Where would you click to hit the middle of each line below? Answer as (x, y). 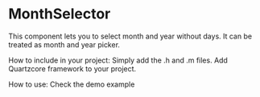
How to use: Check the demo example (72, 84)
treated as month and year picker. (64, 44)
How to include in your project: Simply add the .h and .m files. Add (118, 60)
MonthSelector (60, 14)
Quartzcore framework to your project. (72, 68)
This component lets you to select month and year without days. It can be (130, 36)
